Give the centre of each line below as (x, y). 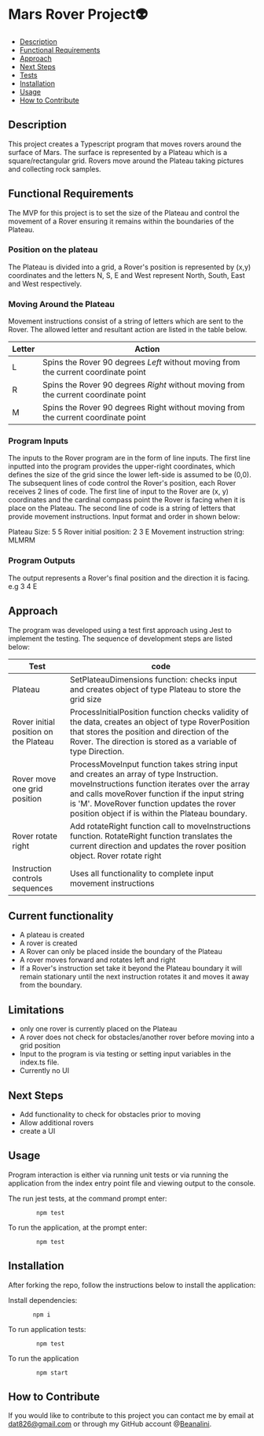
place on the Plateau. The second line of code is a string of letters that (122, 509)
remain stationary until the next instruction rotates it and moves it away (134, 977)
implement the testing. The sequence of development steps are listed (121, 638)
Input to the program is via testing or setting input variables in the (125, 1054)
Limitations (36, 1010)
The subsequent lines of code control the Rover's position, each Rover (122, 483)
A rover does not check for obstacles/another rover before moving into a (137, 1037)
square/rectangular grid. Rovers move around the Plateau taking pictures (126, 161)
